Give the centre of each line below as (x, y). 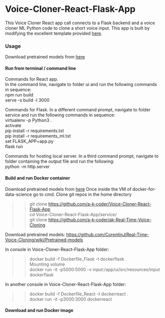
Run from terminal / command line (41, 68)
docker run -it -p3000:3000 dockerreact (71, 299)
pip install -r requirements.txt (34, 131)
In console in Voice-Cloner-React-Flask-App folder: (57, 249)
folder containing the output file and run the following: (60, 161)
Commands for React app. (32, 79)
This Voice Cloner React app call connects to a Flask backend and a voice (80, 23)
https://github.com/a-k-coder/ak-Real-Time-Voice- (100, 220)
